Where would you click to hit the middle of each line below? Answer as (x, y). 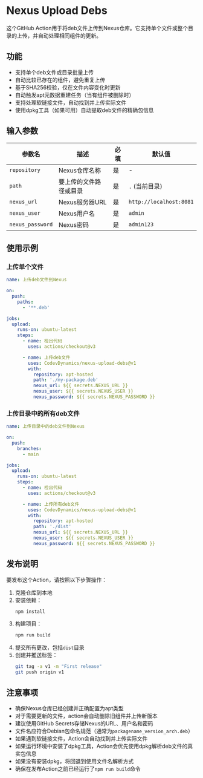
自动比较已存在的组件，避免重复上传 (60, 80)
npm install (30, 612)
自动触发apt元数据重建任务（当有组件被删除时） (75, 95)
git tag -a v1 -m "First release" (58, 667)
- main (31, 454)
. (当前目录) (146, 186)
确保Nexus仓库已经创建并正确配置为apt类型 (69, 708)
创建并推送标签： (36, 655)
